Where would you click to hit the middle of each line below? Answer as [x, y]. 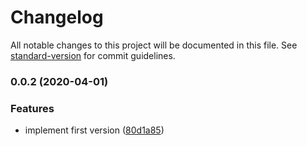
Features [32, 108]
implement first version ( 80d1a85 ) [94, 130]
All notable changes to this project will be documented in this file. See [154, 45]
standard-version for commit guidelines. [93, 55]
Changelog [57, 17]
